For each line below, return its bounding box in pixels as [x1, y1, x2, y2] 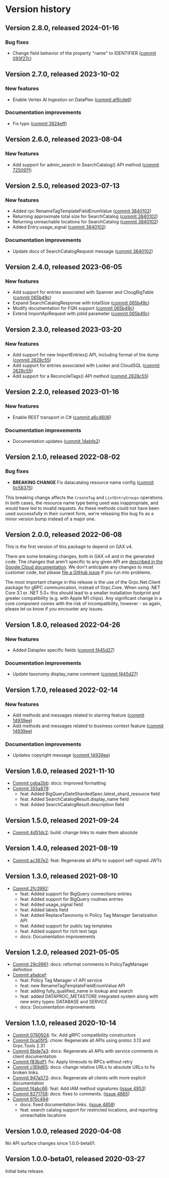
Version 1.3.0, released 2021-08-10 [5, 872, 118, 881]
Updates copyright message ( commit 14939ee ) [12, 752, 111, 758]
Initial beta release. [5, 1168, 45, 1174]
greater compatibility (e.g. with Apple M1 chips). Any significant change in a [5, 595, 162, 601]
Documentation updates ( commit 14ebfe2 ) [12, 438, 101, 444]
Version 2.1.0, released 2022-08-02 [5, 453, 120, 461]
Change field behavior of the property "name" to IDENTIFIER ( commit [12, 50, 156, 56]
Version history [5, 4, 71, 15]
